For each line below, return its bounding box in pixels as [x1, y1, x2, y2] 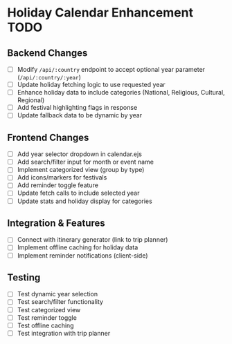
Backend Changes [7, 47, 88, 59]
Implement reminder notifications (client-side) [17, 251, 148, 260]
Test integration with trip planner [17, 329, 111, 337]
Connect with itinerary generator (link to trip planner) [17, 236, 168, 244]
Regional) [17, 96, 45, 104]
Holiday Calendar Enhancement [7, 5, 194, 21]
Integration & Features [7, 217, 105, 229]
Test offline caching [17, 321, 74, 329]
